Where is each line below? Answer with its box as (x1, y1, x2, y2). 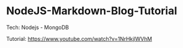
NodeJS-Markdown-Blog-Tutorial (6, 4, 178, 18)
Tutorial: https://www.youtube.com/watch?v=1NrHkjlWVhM (6, 35, 152, 42)
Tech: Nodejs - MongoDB (6, 24, 69, 31)
